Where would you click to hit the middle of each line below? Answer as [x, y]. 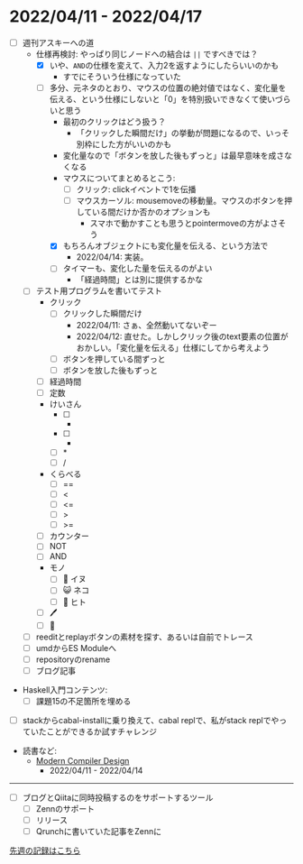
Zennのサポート [65, 809]
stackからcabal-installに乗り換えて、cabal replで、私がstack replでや [151, 720]
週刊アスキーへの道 [58, 42]
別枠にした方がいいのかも [124, 144]
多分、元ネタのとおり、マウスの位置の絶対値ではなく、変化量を [168, 88]
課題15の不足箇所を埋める [83, 701]
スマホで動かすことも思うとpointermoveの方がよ [180, 224]
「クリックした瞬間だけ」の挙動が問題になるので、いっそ [183, 133]
